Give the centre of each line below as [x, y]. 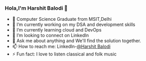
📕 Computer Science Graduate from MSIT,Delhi [62, 19]
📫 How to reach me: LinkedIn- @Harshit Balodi [61, 47]
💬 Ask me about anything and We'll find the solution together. [77, 41]
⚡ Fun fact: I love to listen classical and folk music [64, 54]
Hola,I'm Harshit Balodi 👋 [36, 8]
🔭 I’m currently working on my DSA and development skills [74, 24]
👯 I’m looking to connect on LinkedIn [50, 36]
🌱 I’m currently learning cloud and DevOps [57, 30]
